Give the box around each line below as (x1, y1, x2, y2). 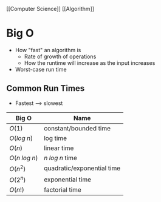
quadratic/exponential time (43, 164, 121, 172)
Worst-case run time (15, 66, 67, 73)
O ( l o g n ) (9, 133, 33, 142)
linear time (43, 144, 74, 152)
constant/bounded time (43, 124, 111, 132)
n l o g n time (43, 153, 77, 162)
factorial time (43, 186, 82, 194)
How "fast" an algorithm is (15, 46, 81, 53)
